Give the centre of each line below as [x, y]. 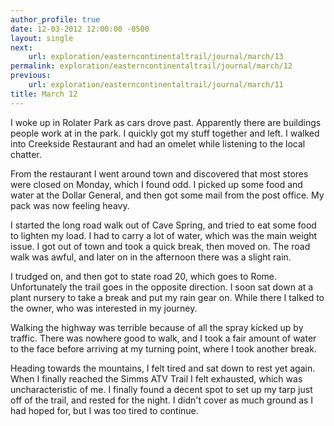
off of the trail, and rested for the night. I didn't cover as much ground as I [162, 400]
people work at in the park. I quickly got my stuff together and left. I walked [165, 133]
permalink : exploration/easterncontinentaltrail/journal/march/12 [151, 66]
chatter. [26, 154]
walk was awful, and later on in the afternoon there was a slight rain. [151, 257]
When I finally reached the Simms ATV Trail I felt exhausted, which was [156, 378]
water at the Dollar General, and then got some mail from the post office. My [167, 195]
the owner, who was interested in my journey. [104, 308]
